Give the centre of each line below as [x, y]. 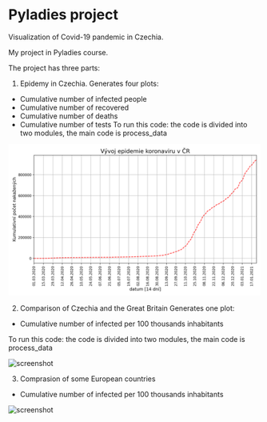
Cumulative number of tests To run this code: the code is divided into [133, 124]
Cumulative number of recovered [74, 107]
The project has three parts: [54, 68]
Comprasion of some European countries [88, 379]
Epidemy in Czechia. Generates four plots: [89, 83]
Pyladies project [63, 15]
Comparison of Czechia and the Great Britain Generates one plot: [127, 308]
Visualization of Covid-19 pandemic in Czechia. [86, 37]
